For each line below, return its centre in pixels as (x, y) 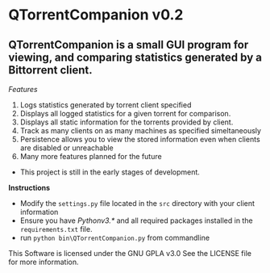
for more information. (44, 262)
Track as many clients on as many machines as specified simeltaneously (141, 130)
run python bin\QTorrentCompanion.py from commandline (115, 237)
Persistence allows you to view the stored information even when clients (140, 139)
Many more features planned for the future (91, 156)
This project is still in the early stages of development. (110, 172)
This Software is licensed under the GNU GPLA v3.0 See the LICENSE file (130, 253)
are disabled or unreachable (67, 148)
